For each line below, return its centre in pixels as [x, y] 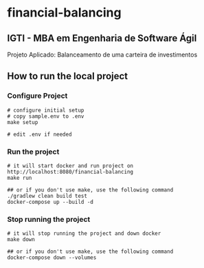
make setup [23, 122]
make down [21, 240]
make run [20, 178]
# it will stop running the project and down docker [84, 234]
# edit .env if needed [39, 134]
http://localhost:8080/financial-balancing [70, 172]
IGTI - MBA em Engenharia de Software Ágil [102, 38]
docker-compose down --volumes [52, 258]
